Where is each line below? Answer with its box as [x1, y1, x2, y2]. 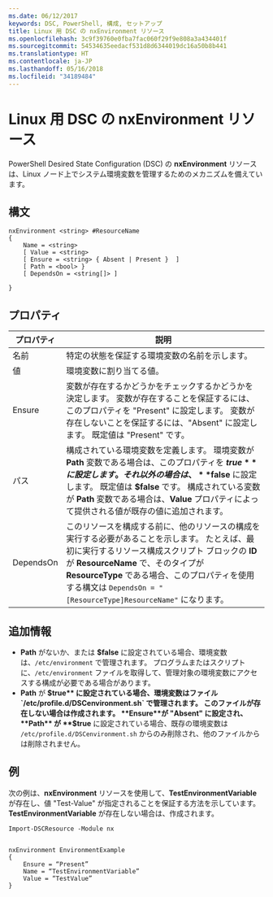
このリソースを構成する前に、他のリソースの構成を [66, 521, 261, 533]
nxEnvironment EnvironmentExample [8, 846, 126, 854]
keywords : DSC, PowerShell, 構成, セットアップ [8, 20, 162, 28]
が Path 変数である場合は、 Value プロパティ [66, 494, 235, 505]
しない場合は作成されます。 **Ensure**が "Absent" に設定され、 [27, 708, 248, 718]
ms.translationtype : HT [8, 50, 89, 58]
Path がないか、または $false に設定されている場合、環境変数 [19, 647, 227, 657]
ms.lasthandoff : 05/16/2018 [8, 65, 104, 73]
